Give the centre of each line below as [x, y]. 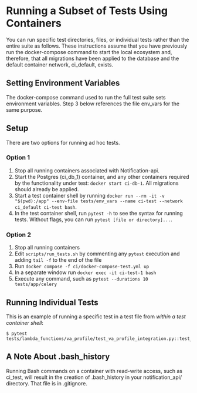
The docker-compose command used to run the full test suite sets [86, 97]
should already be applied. [47, 189]
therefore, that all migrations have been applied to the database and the [93, 58]
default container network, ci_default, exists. [60, 64]
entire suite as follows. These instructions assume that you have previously [97, 46]
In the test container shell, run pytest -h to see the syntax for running [98, 213]
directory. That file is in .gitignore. [47, 383]
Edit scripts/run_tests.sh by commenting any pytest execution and [97, 254]
